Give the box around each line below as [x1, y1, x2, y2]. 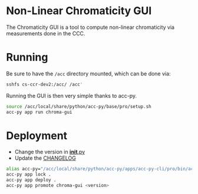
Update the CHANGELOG [14, 154, 77, 162]
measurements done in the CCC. [6, 29, 85, 37]
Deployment [6, 129, 68, 142]
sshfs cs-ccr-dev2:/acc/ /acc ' [6, 81, 83, 87]
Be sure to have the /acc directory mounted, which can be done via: [6, 70, 171, 77]
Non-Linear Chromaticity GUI [6, 4, 152, 18]
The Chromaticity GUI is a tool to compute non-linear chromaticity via [6, 24, 175, 31]
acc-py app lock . [6, 172, 51, 177]
